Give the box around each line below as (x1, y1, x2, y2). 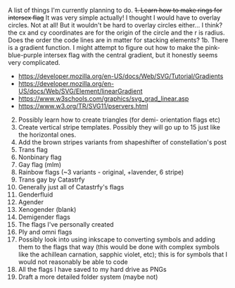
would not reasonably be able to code (18, 258, 129, 266)
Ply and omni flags (18, 228, 72, 236)
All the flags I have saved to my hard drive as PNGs (18, 265, 167, 273)
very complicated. (8, 58, 61, 66)
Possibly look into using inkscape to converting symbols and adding (18, 235, 215, 244)
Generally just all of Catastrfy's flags (18, 183, 125, 191)
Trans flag (18, 146, 48, 154)
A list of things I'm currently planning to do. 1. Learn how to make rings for (8, 6, 222, 14)
